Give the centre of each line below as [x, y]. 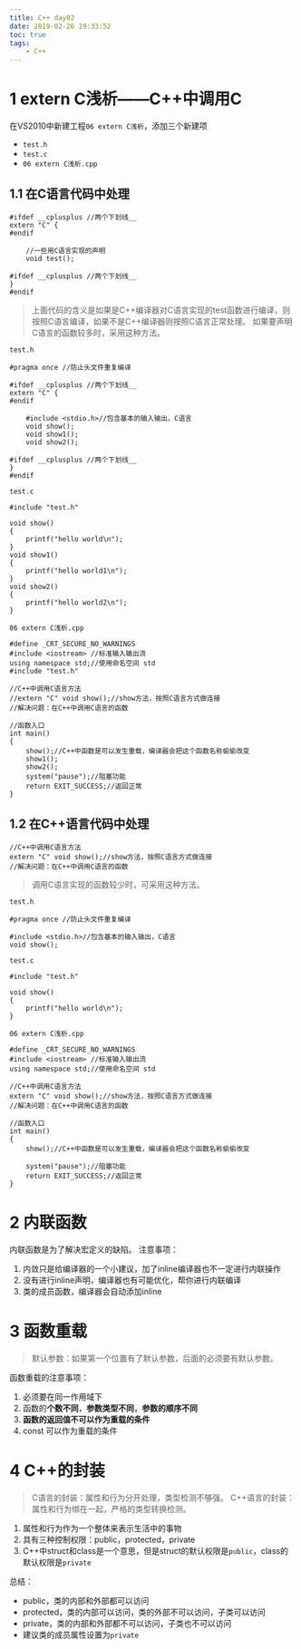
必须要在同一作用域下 [62, 1396]
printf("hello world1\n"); [77, 571]
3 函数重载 [49, 1331]
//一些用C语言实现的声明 [66, 250]
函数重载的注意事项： [49, 1377]
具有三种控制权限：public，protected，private [109, 1539]
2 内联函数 [49, 1222]
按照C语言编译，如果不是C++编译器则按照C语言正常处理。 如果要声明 [162, 321]
